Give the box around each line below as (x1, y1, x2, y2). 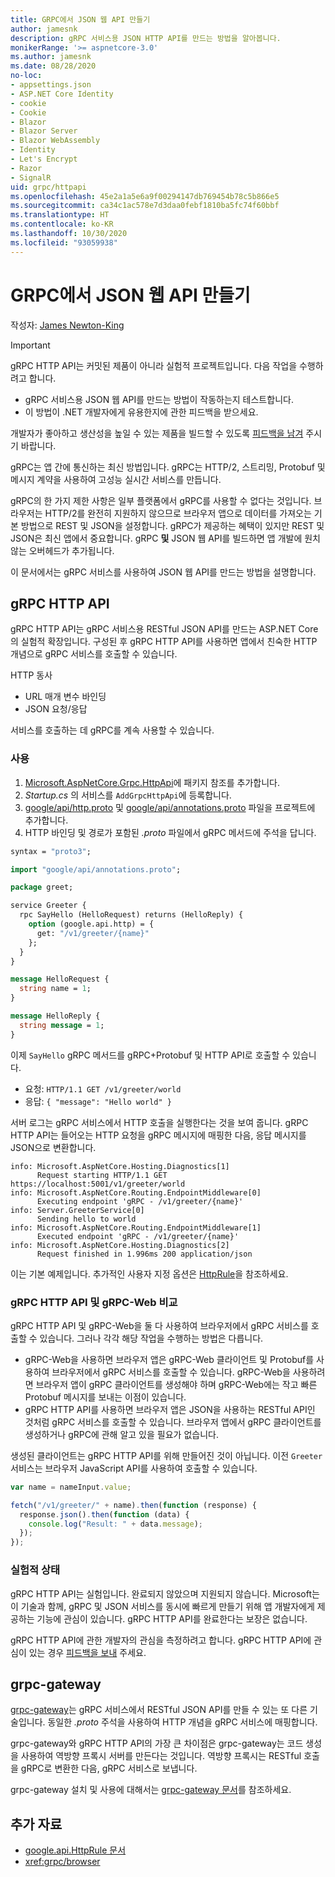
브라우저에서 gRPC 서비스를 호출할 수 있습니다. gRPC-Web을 (51, 1366, 291, 1378)
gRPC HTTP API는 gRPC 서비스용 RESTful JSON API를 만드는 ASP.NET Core (10, 623, 319, 635)
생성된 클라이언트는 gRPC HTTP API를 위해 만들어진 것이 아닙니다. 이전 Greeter (10, 1449, 323, 1461)
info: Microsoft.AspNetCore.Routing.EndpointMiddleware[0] (10, 1187, 262, 1198)
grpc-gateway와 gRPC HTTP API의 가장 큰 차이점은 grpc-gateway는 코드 (10, 1737, 304, 1750)
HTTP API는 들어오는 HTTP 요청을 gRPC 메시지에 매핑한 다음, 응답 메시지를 (10, 1129, 307, 1141)
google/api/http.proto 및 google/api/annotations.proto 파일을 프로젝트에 (24, 801, 316, 813)
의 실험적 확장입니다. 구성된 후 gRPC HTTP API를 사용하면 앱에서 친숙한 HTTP (10, 636, 318, 648)
